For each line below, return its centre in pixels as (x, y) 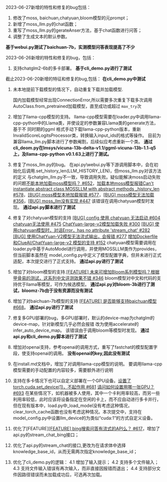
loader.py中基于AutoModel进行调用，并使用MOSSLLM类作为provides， (86, 249)
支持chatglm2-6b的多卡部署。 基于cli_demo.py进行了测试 (72, 68)
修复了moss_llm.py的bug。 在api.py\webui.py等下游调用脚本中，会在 (83, 165)
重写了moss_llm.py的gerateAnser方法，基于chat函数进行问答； (77, 30)
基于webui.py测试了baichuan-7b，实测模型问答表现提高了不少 (70, 47)
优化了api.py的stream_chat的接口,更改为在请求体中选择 (69, 445)
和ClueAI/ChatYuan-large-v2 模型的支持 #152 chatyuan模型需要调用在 (84, 242)
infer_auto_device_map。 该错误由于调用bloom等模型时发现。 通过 (81, 330)
